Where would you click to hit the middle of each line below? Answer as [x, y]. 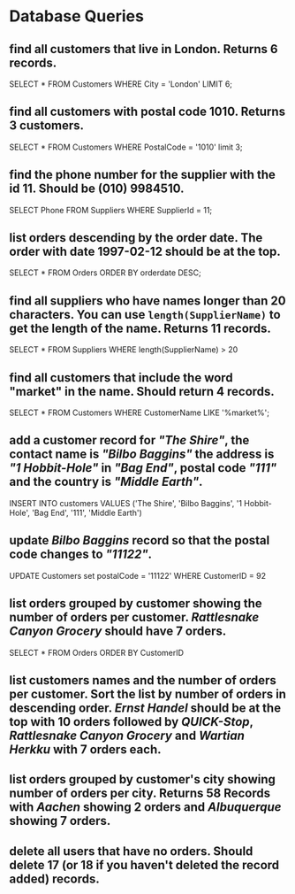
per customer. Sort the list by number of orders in [148, 694]
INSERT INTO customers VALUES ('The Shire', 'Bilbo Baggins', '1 [126, 503]
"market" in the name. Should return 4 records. [142, 391]
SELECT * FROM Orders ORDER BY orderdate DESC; [105, 273]
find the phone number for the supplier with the [143, 175]
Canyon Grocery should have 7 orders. [118, 632]
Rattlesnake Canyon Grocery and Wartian [127, 735]
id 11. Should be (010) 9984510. [97, 189]
